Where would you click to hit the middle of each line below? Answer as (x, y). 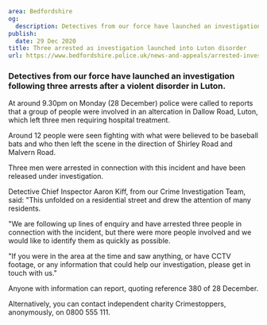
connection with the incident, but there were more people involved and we (130, 232)
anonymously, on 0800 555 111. (60, 312)
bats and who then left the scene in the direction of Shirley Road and (120, 144)
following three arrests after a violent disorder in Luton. (117, 86)
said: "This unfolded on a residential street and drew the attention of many (130, 200)
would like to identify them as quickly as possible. (89, 241)
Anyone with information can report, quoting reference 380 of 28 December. (133, 288)
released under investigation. (56, 176)
